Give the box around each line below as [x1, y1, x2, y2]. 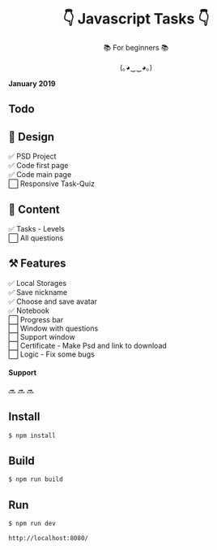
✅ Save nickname [8, 287, 68, 297]
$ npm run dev [8, 520, 57, 528]
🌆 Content [8, 202, 61, 216]
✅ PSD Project [8, 151, 57, 162]
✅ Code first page [8, 161, 69, 171]
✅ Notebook [8, 305, 50, 315]
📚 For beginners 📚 [103, 42, 169, 52]
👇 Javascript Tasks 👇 [62, 10, 210, 28]
